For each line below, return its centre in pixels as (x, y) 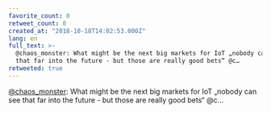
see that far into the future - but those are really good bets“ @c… (116, 100)
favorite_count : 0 (39, 16)
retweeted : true (35, 69)
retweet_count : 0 (38, 23)
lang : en (23, 38)
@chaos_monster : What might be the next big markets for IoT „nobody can (133, 91)
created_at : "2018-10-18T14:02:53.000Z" (77, 31)
